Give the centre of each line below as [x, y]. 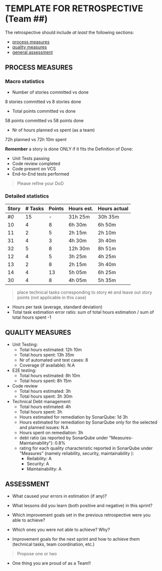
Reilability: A [39, 458]
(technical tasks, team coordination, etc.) [53, 544]
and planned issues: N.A [44, 427]
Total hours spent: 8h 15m [45, 381]
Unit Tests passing [31, 158]
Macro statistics [25, 82]
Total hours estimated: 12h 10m [51, 349]
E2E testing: [24, 370]
